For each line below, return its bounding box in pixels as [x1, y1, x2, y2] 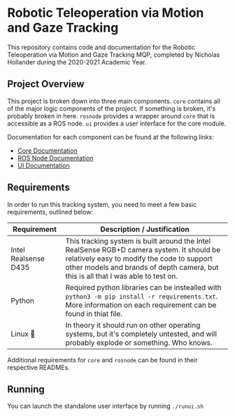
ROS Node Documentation [17, 153, 94, 162]
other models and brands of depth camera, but [65, 262, 219, 272]
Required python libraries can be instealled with [65, 282, 222, 292]
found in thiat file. [65, 308, 123, 318]
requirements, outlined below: [7, 207, 93, 216]
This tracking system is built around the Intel [65, 236, 211, 246]
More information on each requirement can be [65, 300, 217, 310]
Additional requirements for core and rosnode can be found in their [7, 355, 198, 364]
